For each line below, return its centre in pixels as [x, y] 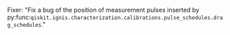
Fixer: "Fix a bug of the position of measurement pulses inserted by [103, 10]
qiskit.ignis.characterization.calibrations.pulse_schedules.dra [126, 18]
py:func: [19, 17]
